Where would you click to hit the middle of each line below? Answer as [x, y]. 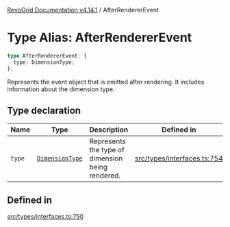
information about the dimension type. [61, 89]
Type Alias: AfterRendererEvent [100, 38]
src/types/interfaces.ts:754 [179, 158]
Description [109, 130]
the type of [107, 150]
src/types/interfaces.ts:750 [46, 217]
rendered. [105, 176]
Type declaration [44, 110]
